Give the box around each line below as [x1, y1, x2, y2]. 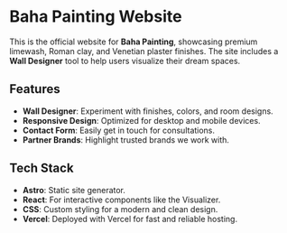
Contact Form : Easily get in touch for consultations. [22, 125, 215, 135]
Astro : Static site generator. [22, 184, 126, 195]
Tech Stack [9, 161, 74, 176]
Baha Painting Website [9, 6, 182, 27]
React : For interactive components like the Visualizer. [22, 194, 221, 205]
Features [9, 81, 60, 97]
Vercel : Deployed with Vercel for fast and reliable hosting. [22, 213, 237, 224]
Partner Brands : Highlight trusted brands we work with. [22, 134, 230, 145]
